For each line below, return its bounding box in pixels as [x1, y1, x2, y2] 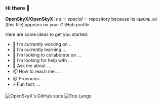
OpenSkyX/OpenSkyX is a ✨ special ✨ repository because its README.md [5, 16, 157, 22]
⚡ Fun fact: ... [12, 81, 40, 87]
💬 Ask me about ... [12, 63, 51, 69]
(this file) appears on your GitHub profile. [5, 22, 91, 28]
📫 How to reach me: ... [12, 68, 61, 75]
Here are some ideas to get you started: [5, 31, 89, 37]
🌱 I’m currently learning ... [12, 46, 67, 53]
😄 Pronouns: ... [12, 76, 46, 82]
